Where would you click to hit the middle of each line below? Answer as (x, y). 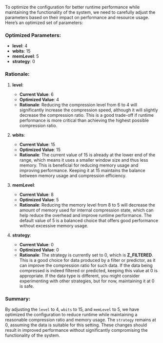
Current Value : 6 (36, 94)
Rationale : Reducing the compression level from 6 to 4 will (78, 105)
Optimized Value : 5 (39, 199)
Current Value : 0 (36, 244)
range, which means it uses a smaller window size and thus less (84, 160)
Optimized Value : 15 (40, 150)
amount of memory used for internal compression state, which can (86, 210)
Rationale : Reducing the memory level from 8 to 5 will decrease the (87, 205)
